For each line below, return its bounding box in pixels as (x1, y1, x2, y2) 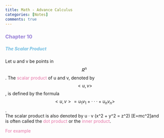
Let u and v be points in (5, 58, 54, 64)
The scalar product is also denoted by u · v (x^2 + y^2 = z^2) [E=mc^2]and (5, 112, 159, 118)
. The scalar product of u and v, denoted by (5, 75, 95, 81)
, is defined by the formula (5, 90, 60, 96)
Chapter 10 (5, 33, 33, 40)
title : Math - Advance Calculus (5, 7, 73, 13)
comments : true (5, 17, 37, 22)
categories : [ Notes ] (5, 12, 49, 17)
